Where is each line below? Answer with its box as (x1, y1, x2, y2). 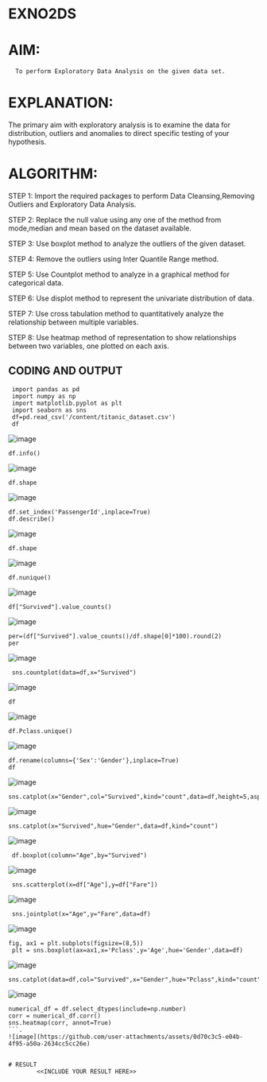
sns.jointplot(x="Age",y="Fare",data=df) (11, 909, 151, 918)
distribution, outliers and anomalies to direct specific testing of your (8, 129, 230, 138)
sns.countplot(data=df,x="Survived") (11, 669, 137, 677)
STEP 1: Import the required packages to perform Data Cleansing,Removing (8, 192, 255, 200)
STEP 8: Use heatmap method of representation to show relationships (8, 333, 237, 342)
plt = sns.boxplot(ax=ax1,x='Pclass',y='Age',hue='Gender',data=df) (11, 946, 244, 954)
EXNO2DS (8, 5, 77, 23)
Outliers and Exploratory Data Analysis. (8, 200, 137, 209)
